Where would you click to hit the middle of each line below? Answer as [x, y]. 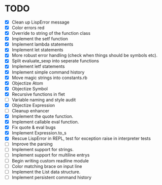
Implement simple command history [48, 72]
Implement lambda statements [42, 44]
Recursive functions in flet [38, 94]
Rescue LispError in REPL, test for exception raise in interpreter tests [81, 138]
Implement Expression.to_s [39, 133]
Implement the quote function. [42, 116]
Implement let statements [37, 50]
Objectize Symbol [30, 88]
